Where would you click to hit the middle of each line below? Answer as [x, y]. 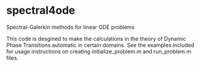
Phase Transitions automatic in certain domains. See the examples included [100, 45]
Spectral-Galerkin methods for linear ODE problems [70, 27]
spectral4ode [41, 10]
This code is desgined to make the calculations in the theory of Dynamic [96, 38]
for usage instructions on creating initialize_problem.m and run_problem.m [99, 51]
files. [12, 58]
